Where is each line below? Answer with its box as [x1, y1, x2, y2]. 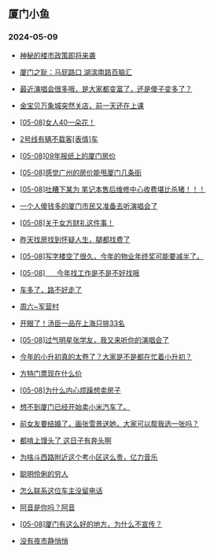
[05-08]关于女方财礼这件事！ [19, 217, 115, 227]
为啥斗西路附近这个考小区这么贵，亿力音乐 [19, 452, 158, 462]
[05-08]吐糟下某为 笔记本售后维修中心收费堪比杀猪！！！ [19, 184, 206, 194]
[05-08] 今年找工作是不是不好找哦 [19, 268, 140, 277]
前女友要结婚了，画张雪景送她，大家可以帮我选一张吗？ [19, 418, 199, 428]
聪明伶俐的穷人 [19, 469, 68, 478]
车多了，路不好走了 [19, 284, 83, 294]
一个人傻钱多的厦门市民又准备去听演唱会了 [19, 201, 158, 210]
